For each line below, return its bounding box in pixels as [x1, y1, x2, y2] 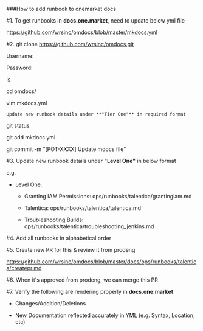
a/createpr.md [6, 265, 42, 271]
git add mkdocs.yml [6, 134, 56, 141]
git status [6, 122, 30, 129]
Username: [6, 52, 35, 60]
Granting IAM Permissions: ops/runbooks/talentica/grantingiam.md [24, 193, 192, 200]
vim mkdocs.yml [6, 100, 47, 106]
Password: [6, 64, 33, 71]
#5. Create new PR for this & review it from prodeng [6, 246, 136, 253]
